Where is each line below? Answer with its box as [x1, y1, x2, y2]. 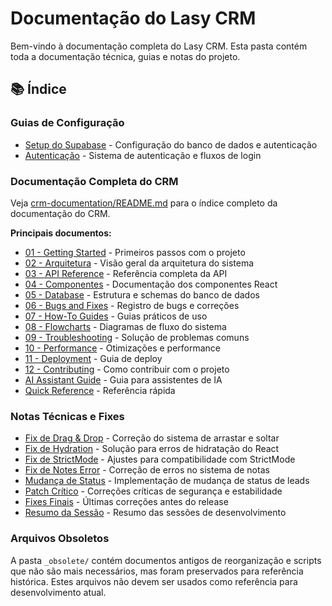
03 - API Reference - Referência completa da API [24, 267, 228, 279]
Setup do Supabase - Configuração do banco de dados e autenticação [24, 138, 318, 151]
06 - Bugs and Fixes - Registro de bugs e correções [24, 299, 240, 311]
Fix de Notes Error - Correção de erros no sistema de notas [24, 464, 270, 476]
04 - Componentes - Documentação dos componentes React [24, 278, 278, 290]
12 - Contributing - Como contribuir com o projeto [24, 363, 230, 375]
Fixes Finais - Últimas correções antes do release [24, 496, 229, 508]
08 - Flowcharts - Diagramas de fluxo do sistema [24, 320, 227, 332]
